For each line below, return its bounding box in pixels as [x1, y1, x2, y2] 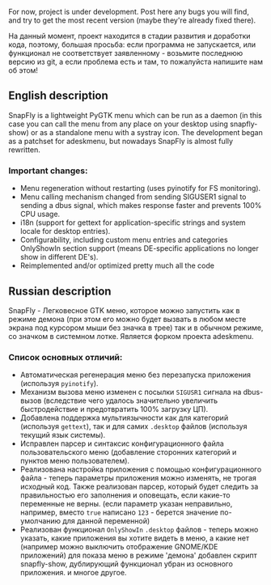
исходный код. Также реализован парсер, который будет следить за [19, 481, 259, 492]
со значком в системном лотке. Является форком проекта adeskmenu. [8, 331, 254, 341]
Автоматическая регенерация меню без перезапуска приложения [19, 370, 252, 379]
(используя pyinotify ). [19, 379, 99, 388]
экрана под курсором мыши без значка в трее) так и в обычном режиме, [8, 323, 264, 333]
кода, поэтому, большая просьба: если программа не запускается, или [8, 40, 256, 49]
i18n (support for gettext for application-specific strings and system [19, 218, 246, 227]
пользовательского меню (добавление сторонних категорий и [19, 447, 237, 457]
